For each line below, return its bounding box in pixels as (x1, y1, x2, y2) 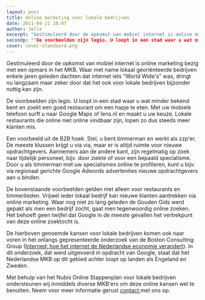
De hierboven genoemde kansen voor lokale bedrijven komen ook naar (6, 229, 185, 237)
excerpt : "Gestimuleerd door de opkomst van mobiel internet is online (6, 32, 192, 38)
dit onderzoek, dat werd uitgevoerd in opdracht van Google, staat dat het (6, 249, 190, 256)
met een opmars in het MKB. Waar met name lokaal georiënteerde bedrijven (6, 66, 197, 73)
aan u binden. (6, 173, 41, 181)
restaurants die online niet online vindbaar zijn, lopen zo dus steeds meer (6, 116, 190, 124)
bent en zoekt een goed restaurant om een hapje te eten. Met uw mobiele (6, 103, 191, 111)
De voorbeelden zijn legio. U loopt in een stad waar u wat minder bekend (6, 97, 190, 104)
